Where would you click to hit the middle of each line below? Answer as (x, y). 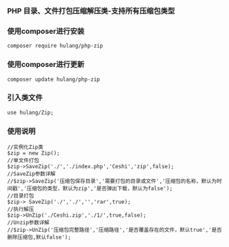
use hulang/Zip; (30, 112)
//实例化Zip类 (25, 147)
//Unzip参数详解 (28, 223)
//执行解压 (21, 209)
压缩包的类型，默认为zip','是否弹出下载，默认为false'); (100, 189)
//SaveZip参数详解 (31, 174)
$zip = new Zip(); (33, 153)
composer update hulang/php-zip (53, 79)
